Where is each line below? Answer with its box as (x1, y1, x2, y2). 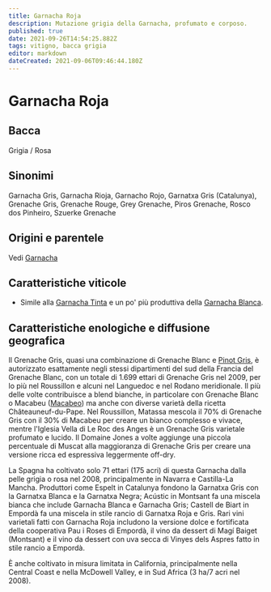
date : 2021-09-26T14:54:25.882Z (8, 34, 117, 43)
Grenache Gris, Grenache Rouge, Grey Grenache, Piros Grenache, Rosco (8, 199, 251, 209)
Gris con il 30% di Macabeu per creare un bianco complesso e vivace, (8, 415, 243, 425)
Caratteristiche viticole (8, 276, 127, 290)
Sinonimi (8, 169, 54, 183)
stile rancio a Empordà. (8, 543, 85, 553)
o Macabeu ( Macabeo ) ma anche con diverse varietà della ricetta (8, 398, 227, 408)
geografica (8, 334, 66, 347)
